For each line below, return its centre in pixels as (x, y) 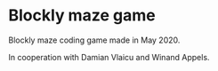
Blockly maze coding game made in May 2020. (94, 40)
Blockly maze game (82, 16)
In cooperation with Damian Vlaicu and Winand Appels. (109, 57)
